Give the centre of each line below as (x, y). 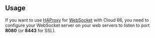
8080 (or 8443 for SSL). (31, 30)
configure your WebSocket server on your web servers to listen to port (77, 25)
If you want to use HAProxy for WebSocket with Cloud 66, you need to (77, 20)
